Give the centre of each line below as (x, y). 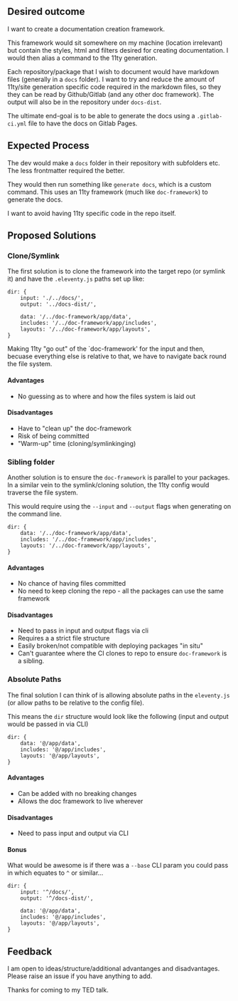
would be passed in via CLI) (48, 724)
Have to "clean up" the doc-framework (75, 428)
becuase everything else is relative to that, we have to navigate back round (117, 356)
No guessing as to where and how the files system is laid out (107, 396)
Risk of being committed (53, 436)
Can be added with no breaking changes (77, 793)
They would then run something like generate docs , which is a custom (109, 184)
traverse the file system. (43, 493)
